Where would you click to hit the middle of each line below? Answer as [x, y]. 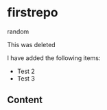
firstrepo [33, 13]
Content [25, 100]
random [18, 31]
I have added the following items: [54, 58]
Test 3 [26, 78]
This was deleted [32, 44]
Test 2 [26, 71]
